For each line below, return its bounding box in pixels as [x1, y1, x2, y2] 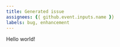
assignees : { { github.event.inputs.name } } [6, 14, 115, 20]
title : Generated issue [6, 8, 65, 15]
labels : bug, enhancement [6, 19, 69, 25]
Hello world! [6, 36, 35, 43]
